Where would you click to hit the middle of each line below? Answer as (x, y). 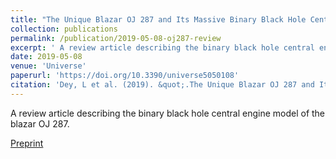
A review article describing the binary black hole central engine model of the (168, 113)
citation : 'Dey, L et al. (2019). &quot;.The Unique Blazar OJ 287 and (162, 85)
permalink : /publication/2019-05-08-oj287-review (116, 38)
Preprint (27, 143)
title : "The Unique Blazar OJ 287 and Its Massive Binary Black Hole (158, 19)
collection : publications (64, 29)
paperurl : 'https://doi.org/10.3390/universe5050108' (125, 76)
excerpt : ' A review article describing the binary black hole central (162, 47)
